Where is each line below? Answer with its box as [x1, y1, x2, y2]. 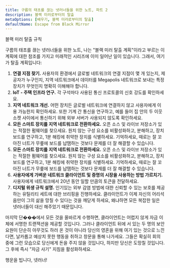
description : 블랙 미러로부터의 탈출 [5, 12, 75, 17]
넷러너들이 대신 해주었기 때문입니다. [12, 204, 84, 210]
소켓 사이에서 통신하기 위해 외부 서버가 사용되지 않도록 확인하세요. [12, 115, 143, 121]
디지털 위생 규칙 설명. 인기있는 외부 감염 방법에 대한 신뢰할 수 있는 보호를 [12, 185, 156, 191]
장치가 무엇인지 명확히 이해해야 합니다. [12, 83, 89, 89]
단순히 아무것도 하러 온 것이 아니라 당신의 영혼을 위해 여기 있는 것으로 [18, 227, 156, 233]
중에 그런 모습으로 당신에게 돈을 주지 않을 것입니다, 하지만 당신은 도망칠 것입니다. [5, 240, 165, 246]
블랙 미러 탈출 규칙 [5, 36, 42, 42]
